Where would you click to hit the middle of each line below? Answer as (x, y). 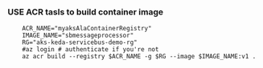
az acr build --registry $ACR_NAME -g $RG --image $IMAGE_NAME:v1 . (139, 57)
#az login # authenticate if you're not (90, 50)
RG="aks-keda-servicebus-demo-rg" (80, 42)
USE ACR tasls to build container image (86, 12)
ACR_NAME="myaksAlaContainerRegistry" (87, 29)
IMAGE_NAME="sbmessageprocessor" (78, 36)
